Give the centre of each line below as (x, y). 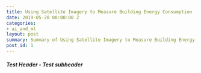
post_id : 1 (20, 46)
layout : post (23, 34)
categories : (21, 23)
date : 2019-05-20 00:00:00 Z (43, 17)
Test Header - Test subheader (45, 65)
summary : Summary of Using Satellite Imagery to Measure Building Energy (101, 40)
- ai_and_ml (21, 29)
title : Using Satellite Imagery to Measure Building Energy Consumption (99, 12)
